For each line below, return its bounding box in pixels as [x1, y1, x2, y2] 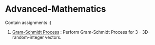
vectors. [45, 34, 62, 40]
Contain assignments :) [5, 20, 52, 25]
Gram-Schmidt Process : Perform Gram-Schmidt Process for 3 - [12, 29, 141, 35]
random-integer [12, 34, 44, 40]
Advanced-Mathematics [5, 3, 106, 15]
